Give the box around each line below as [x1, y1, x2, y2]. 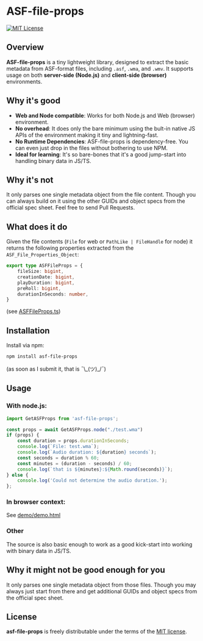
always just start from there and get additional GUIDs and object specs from [6, 587, 198, 595]
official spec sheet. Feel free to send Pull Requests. [6, 204, 135, 211]
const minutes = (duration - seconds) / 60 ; [17, 460, 132, 466]
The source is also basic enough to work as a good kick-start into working [6, 540, 193, 548]
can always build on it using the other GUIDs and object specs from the [6, 197, 185, 205]
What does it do [6, 222, 68, 232]
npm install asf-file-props [6, 353, 78, 360]
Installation [6, 325, 50, 336]
